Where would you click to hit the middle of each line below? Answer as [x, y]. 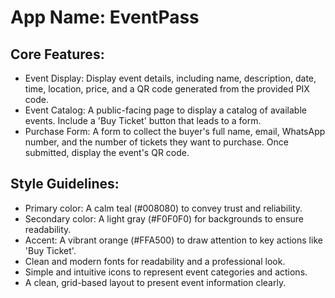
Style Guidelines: [65, 184]
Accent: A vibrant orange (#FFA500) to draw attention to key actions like [173, 240]
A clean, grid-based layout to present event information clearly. [155, 282]
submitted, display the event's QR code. [107, 152]
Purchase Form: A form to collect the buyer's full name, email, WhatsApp [175, 131]
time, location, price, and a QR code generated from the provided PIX [167, 89]
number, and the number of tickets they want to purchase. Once [156, 142]
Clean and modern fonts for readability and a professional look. [155, 261]
